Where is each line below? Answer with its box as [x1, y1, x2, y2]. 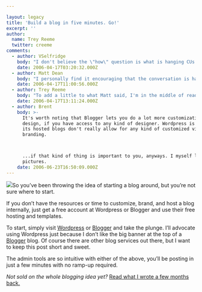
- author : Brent [11, 104, 52, 110]
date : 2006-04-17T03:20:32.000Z [17, 64, 98, 70]
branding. [22, 132, 47, 138]
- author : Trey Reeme [11, 87, 66, 93]
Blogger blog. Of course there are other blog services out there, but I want [6, 237, 191, 244]
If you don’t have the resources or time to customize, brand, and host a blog [6, 199, 194, 207]
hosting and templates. [6, 212, 63, 220]
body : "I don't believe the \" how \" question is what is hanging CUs [17, 58, 195, 65]
